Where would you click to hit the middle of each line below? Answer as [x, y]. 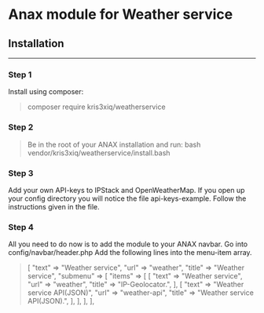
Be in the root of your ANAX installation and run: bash [114, 144]
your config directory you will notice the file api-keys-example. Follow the [127, 198]
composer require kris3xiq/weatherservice [97, 107]
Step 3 [21, 173]
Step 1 [20, 75]
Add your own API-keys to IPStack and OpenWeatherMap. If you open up [126, 190]
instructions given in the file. [54, 206]
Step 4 [21, 227]
